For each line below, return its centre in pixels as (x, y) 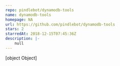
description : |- (22, 39)
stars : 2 (15, 29)
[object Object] (21, 58)
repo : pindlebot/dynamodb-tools (40, 10)
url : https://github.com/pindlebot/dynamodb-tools (60, 24)
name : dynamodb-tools (28, 15)
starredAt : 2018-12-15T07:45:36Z (41, 34)
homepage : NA (19, 19)
